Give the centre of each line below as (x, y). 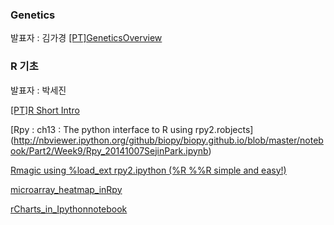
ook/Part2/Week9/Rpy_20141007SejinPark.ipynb (109, 150)
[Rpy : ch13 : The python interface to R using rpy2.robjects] (132, 129)
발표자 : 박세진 (38, 90)
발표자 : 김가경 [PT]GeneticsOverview (86, 38)
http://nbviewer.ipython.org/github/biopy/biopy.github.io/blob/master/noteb (168, 140)
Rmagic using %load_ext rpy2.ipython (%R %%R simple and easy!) (148, 170)
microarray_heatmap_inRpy (66, 189)
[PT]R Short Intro (45, 110)
